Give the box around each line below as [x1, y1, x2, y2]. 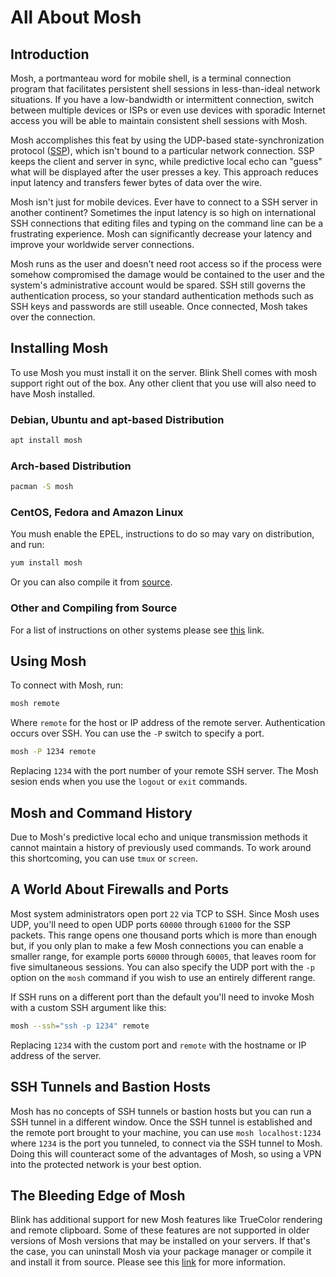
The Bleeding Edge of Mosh [10, 1187, 186, 1204]
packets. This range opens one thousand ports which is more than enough [10, 929, 318, 941]
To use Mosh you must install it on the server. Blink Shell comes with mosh [10, 366, 318, 378]
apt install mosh [10, 436, 83, 446]
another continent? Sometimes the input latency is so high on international [10, 207, 317, 218]
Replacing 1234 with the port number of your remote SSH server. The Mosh [10, 765, 319, 777]
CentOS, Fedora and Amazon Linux [10, 506, 184, 520]
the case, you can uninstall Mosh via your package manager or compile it [10, 1246, 312, 1258]
